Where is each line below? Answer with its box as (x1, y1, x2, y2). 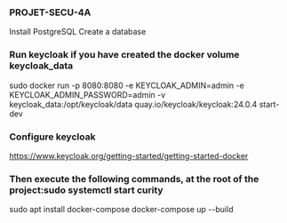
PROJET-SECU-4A (9, 6, 92, 19)
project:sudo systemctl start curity (9, 184, 163, 196)
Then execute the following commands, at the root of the (9, 172, 259, 185)
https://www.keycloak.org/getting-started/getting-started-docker (9, 150, 249, 161)
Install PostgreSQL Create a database (9, 27, 147, 37)
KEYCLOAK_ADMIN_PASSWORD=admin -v (9, 89, 166, 100)
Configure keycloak (9, 131, 96, 143)
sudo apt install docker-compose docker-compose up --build (9, 204, 234, 215)
